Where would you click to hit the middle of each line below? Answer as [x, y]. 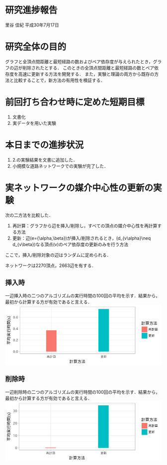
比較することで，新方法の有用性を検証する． [59, 80]
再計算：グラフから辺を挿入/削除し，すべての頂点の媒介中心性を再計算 [85, 226]
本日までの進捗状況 [44, 145]
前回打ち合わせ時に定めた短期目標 [75, 102]
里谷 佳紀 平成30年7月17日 [32, 25]
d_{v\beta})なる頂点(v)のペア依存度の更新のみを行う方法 [70, 244]
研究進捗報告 [32, 10]
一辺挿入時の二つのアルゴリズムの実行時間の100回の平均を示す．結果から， [83, 295]
